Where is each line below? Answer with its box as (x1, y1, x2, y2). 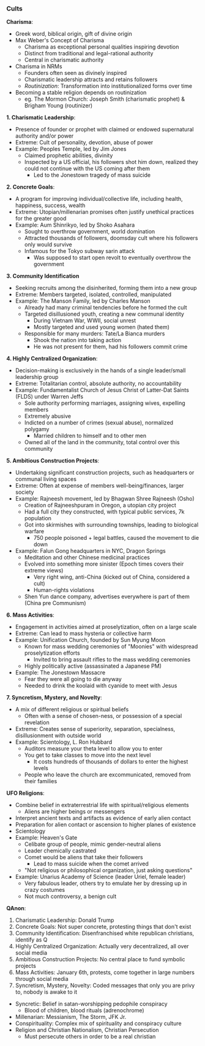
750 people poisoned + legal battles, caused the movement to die (33, 534, 199, 542)
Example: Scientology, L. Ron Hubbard (15, 738, 113, 746)
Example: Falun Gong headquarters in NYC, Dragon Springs (15, 547, 166, 555)
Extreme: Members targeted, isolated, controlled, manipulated (15, 291, 171, 299)
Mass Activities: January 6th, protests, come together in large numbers (15, 969, 195, 976)
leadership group (15, 373, 59, 381)
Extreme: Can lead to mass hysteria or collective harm (15, 630, 152, 637)
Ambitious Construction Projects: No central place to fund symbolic (15, 956, 185, 963)
